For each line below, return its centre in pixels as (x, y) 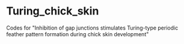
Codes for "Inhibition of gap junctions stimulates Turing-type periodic (92, 28)
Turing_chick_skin (53, 11)
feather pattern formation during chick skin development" (78, 34)
